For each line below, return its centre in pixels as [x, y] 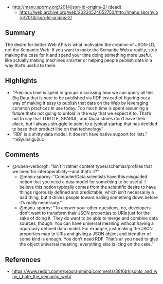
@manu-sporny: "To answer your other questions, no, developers [85, 208]
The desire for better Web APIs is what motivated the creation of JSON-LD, [80, 44]
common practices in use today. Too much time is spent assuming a [80, 108]
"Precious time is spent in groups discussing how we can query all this [83, 92]
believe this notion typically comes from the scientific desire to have [88, 187]
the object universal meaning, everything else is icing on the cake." [87, 244]
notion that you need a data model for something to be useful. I [82, 182]
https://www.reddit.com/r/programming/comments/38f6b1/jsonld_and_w [85, 271]
